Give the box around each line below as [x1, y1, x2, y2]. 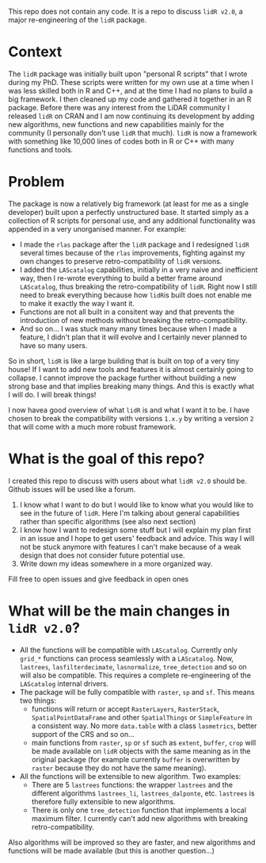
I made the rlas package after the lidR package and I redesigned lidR [19, 240, 249, 249]
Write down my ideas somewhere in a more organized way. [19, 558, 213, 568]
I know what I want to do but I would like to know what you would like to [19, 500, 254, 509]
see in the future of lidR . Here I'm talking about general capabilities [19, 508, 240, 518]
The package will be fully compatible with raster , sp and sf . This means [19, 687, 255, 696]
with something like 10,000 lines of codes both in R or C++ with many [8, 136, 235, 146]
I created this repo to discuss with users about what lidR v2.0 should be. [8, 476, 248, 485]
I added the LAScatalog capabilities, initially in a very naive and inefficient [19, 265, 258, 274]
